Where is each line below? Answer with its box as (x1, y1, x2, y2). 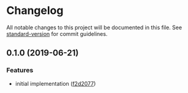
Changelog (6, 4, 64, 18)
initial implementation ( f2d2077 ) (15, 80, 96, 87)
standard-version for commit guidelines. (6, 30, 108, 37)
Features (6, 66, 34, 75)
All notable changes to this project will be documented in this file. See (6, 24, 182, 31)
